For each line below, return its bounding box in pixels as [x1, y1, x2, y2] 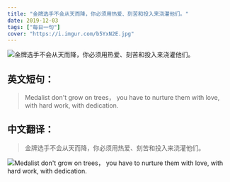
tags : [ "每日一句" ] [7, 23, 61, 30]
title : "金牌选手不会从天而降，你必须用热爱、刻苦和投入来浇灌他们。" [7, 10, 189, 18]
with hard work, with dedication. [24, 101, 119, 110]
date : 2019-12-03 [7, 17, 59, 24]
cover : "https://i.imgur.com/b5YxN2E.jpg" [7, 30, 134, 38]
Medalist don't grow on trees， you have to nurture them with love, [24, 93, 220, 102]
